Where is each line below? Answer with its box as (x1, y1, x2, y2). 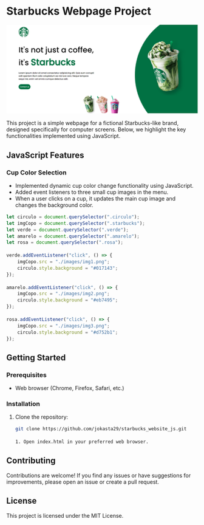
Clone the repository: (15, 413, 69, 420)
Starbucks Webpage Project (6, 4, 152, 18)
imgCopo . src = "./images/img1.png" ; (17, 259, 110, 265)
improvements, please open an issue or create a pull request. (6, 478, 160, 486)
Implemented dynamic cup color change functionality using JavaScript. (15, 182, 194, 189)
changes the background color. (15, 201, 93, 208)
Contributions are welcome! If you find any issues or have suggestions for (6, 472, 191, 479)
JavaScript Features (6, 150, 84, 160)
